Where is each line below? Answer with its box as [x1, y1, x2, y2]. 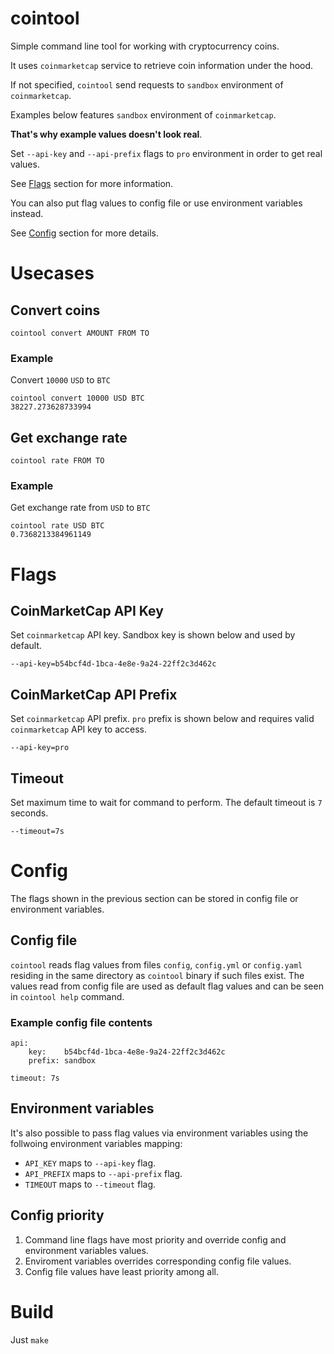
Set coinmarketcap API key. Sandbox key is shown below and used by [10, 629, 296, 641]
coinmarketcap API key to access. [10, 723, 147, 736]
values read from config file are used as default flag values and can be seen [10, 980, 324, 992]
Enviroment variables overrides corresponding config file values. [24, 1255, 292, 1267]
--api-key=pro [10, 743, 70, 753]
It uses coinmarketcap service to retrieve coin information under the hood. [10, 59, 314, 71]
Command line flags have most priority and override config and [24, 1233, 287, 1246]
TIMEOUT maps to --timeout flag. [24, 1178, 157, 1190]
